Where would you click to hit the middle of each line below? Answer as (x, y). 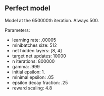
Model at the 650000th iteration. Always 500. (52, 20)
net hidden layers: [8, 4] (37, 50)
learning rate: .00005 (34, 40)
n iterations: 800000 (33, 61)
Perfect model (28, 8)
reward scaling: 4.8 (32, 88)
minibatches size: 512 (34, 45)
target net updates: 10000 (39, 56)
